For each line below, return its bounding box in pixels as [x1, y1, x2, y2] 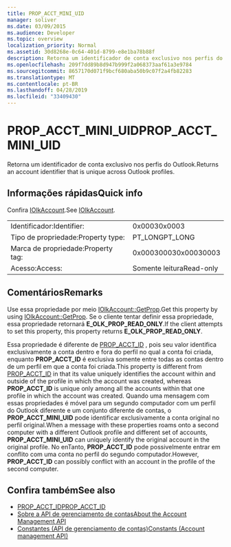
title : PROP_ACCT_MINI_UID [7, 10, 85, 17]
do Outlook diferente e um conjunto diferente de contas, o [7, 406, 172, 414]
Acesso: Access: [10, 263, 63, 272]
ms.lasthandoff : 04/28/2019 [7, 87, 88, 94]
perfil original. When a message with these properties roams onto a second [7, 420, 219, 429]
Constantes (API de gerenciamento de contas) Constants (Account [16, 524, 205, 533]
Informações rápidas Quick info [7, 187, 143, 200]
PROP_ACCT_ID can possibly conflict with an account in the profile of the [7, 457, 215, 465]
